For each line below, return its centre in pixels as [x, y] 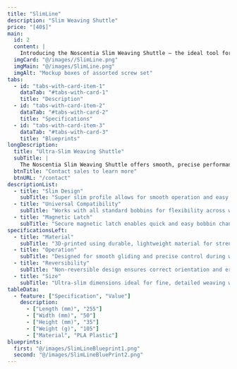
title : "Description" [51, 99]
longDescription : [33, 145]
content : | [30, 47]
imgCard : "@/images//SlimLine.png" [66, 60]
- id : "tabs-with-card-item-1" [60, 86]
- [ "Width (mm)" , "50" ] [61, 316]
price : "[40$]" [30, 27]
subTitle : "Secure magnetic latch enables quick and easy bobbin [118, 224]
